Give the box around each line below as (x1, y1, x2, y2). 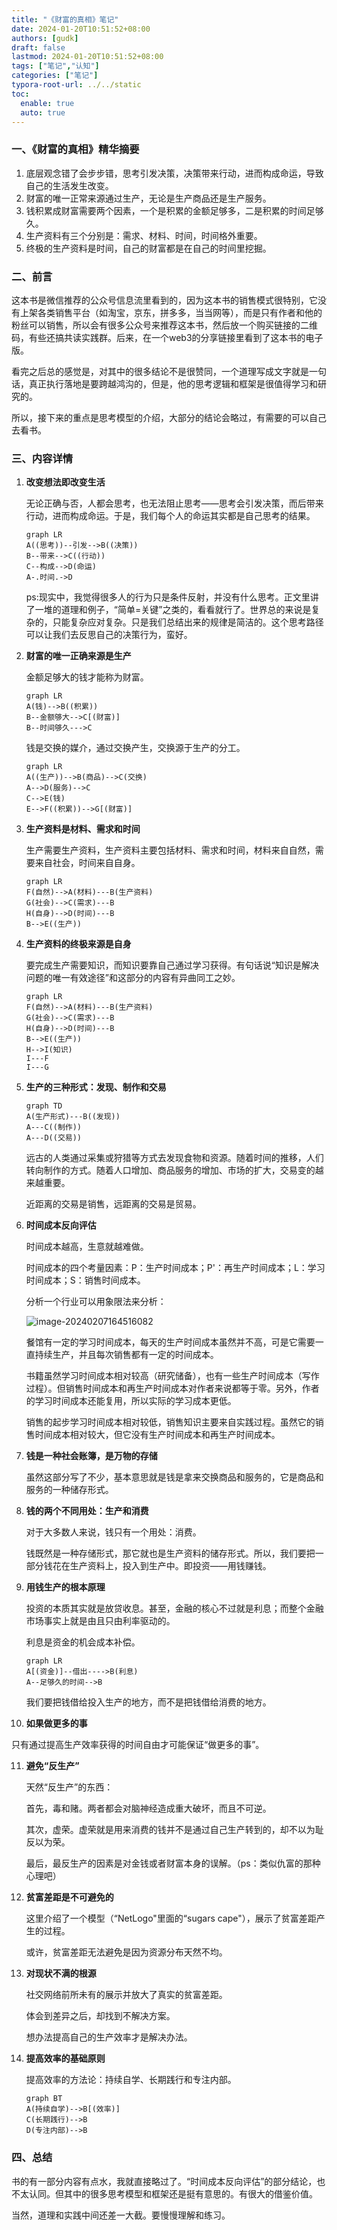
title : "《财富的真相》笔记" (11, 14, 119, 25)
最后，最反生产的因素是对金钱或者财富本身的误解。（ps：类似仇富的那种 (25, 1857, 321, 1870)
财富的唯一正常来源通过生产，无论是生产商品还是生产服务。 (25, 192, 272, 204)
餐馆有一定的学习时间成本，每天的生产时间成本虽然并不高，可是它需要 (25, 1336, 316, 1348)
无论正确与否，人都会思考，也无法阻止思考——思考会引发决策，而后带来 (25, 497, 324, 510)
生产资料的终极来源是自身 (25, 938, 132, 950)
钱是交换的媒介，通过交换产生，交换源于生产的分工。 (25, 742, 246, 754)
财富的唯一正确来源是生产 (25, 650, 132, 662)
